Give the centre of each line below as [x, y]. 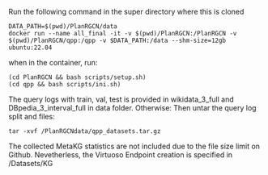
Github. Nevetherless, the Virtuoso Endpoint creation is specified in [121, 155]
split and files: [32, 117]
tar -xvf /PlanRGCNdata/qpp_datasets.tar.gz [85, 131]
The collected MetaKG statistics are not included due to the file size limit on [134, 146]
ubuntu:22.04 [30, 48]
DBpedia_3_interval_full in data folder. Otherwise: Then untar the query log [132, 108]
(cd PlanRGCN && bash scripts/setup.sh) [78, 77]
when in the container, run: [53, 62]
